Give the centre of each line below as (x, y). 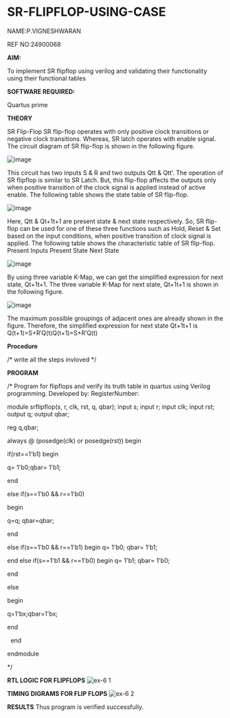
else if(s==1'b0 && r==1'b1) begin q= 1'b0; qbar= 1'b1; (82, 547)
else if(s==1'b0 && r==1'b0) (46, 494)
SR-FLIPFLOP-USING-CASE (87, 12)
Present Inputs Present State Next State (63, 250)
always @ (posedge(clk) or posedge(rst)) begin (74, 440)
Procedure (22, 346)
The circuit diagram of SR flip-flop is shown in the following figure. (101, 146)
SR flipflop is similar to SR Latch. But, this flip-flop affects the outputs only (112, 180)
